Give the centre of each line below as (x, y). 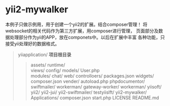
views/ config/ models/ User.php (65, 70)
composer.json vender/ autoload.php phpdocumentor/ (88, 81)
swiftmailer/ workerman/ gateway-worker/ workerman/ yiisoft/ (96, 86)
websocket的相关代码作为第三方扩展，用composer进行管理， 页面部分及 (82, 31)
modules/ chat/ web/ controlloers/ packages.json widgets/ (92, 76)
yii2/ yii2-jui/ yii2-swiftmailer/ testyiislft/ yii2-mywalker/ (89, 92)
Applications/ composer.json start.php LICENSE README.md (95, 98)
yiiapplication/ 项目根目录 (45, 55)
